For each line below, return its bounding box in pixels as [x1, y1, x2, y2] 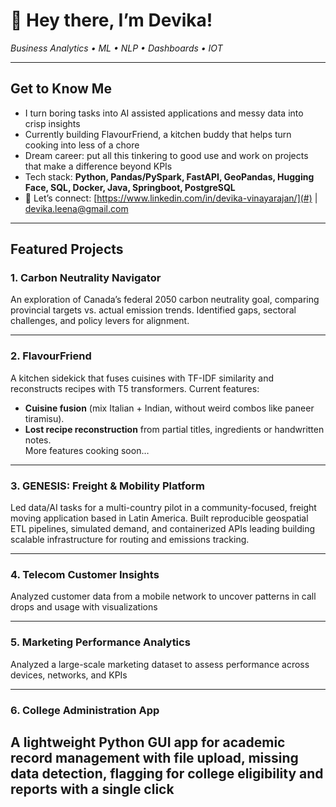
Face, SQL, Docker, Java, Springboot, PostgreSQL [24, 181, 236, 193]
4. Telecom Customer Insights [10, 567, 160, 581]
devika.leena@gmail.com [24, 202, 129, 214]
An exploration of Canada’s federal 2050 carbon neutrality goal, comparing [10, 294, 320, 306]
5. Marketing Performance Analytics [10, 635, 191, 649]
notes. [24, 434, 52, 446]
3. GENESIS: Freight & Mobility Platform [10, 479, 205, 493]
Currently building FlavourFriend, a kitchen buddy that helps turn [24, 128, 292, 140]
